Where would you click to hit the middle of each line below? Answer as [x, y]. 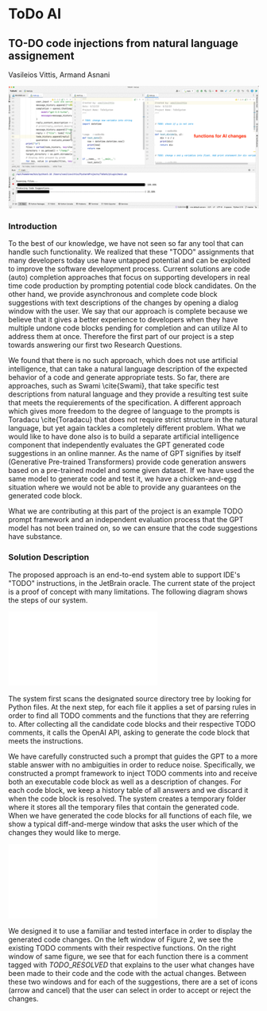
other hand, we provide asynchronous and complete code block [113, 295]
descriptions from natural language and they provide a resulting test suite [128, 394]
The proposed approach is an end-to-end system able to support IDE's [124, 575]
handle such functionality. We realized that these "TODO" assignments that [131, 252]
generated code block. [45, 496]
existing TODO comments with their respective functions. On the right [122, 947]
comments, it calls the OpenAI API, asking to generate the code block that [129, 732]
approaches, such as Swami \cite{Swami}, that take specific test [114, 386]
